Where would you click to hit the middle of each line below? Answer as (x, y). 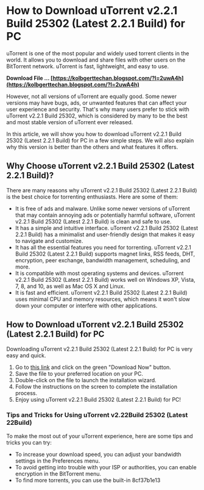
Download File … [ (30, 78)
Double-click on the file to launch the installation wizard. (86, 380)
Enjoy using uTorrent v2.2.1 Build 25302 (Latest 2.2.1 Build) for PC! (98, 399)
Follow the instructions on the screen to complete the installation (96, 387)
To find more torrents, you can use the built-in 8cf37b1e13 (88, 480)
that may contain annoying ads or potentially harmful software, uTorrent (105, 215)
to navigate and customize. (49, 240)
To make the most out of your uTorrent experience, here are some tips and (100, 436)
